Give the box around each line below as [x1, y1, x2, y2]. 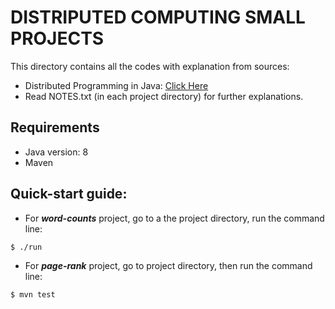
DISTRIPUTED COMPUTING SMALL [10, 6, 306, 29]
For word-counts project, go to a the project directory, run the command [24, 212, 325, 224]
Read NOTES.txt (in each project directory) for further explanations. [24, 90, 304, 102]
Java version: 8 [24, 146, 89, 158]
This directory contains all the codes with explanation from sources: [10, 60, 290, 72]
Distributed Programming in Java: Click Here [24, 79, 209, 91]
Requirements [10, 119, 100, 136]
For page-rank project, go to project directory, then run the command [24, 259, 313, 271]
